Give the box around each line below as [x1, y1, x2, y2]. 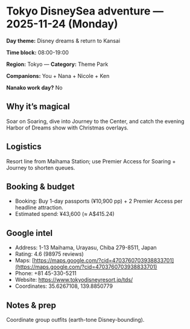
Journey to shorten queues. [6, 164, 75, 171]
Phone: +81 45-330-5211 [14, 270, 77, 277]
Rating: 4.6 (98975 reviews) [14, 250, 84, 258]
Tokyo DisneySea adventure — [6, 4, 164, 18]
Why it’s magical [6, 102, 71, 112]
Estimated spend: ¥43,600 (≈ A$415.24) [14, 210, 115, 218]
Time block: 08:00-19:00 [6, 48, 69, 56]
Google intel [6, 228, 53, 238]
